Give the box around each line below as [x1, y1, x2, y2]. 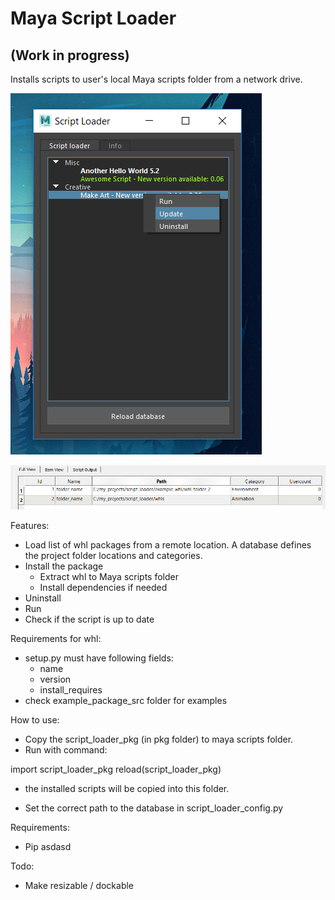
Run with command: [24, 744, 108, 756]
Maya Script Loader [10, 7, 177, 30]
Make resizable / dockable [24, 880, 135, 892]
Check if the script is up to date [24, 613, 155, 626]
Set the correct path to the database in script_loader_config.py [24, 802, 284, 814]
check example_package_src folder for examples [24, 695, 228, 707]
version [39, 673, 72, 686]
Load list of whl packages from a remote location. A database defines [24, 539, 312, 551]
